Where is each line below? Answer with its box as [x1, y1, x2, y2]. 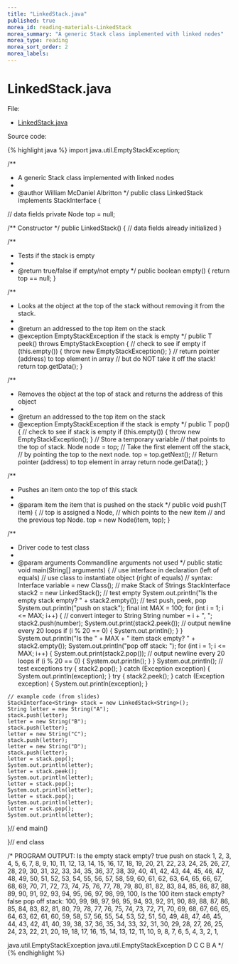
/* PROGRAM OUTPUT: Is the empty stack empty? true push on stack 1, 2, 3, [7, 852, 232, 860]
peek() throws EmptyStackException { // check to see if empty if [17, 339, 206, 347]
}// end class [7, 837, 45, 846]
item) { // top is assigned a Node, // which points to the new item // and [17, 508, 226, 516]
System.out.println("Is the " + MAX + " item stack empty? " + [17, 634, 196, 642]
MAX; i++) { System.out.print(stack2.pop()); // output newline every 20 [17, 649, 225, 657]
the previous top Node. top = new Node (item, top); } [17, 515, 171, 524]
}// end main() [7, 824, 48, 832]
